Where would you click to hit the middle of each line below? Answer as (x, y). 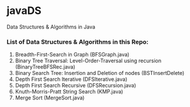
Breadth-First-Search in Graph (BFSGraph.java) (72, 55)
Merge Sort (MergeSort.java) (50, 98)
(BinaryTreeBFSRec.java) (45, 67)
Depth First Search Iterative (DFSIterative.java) (71, 79)
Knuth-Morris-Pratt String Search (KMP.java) (69, 92)
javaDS (24, 11)
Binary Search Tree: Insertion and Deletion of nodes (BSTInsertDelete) (100, 73)
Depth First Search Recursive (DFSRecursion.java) (75, 85)
